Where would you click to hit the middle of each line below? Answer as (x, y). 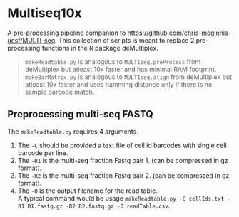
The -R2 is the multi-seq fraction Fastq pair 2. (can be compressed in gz (123, 175)
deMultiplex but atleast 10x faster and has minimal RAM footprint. (121, 69)
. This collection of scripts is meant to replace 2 (124, 40)
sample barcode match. (60, 92)
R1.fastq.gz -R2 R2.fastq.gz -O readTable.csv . (99, 206)
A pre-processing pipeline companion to (67, 33)
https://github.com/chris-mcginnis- (179, 33)
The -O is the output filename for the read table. (88, 191)
